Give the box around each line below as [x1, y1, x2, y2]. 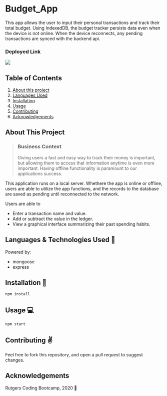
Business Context [17, 143, 61, 150]
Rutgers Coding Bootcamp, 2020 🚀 [5, 384, 77, 391]
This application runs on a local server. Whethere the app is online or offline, [5, 180, 162, 186]
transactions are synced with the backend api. [5, 36, 100, 42]
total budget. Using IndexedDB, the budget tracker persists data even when [5, 25, 161, 31]
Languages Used [12, 92, 48, 98]
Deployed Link [5, 48, 41, 55]
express [12, 264, 29, 270]
